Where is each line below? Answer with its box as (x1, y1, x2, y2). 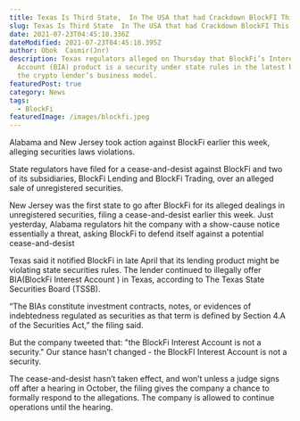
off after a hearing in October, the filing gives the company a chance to (9, 383, 270, 393)
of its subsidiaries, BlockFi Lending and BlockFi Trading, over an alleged (9, 173, 274, 184)
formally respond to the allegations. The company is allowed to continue (9, 392, 275, 403)
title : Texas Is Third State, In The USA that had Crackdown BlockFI (9, 12, 278, 22)
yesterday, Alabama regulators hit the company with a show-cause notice (9, 219, 280, 230)
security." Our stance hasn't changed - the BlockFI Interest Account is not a (9, 347, 287, 358)
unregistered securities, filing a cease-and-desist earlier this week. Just (9, 210, 274, 220)
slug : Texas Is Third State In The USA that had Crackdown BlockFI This (9, 21, 290, 30)
